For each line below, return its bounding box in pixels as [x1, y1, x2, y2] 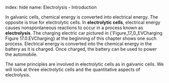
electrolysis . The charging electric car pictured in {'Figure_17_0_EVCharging [5, 30, 163, 36]
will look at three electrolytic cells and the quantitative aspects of [5, 66, 140, 72]
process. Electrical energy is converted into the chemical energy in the [5, 41, 152, 47]
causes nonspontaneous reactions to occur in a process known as [5, 25, 143, 31]
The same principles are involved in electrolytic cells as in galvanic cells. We [5, 61, 164, 67]
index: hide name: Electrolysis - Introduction [5, 5, 97, 10]
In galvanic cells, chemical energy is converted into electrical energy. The [5, 14, 158, 20]
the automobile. [5, 51, 38, 57]
